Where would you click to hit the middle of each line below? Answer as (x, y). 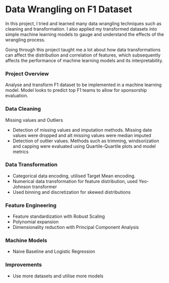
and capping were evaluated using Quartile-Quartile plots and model (84, 146)
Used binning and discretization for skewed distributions (72, 192)
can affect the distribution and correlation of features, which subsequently (83, 55)
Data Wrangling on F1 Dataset (69, 9)
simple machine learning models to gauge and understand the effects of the (84, 34)
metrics (21, 151)
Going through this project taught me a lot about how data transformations (83, 49)
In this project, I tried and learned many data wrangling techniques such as (83, 23)
